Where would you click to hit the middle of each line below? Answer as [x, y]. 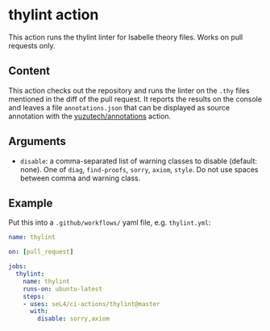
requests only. [32, 45]
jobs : [17, 267]
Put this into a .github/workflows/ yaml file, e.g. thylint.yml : [110, 222]
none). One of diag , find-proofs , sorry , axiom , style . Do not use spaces [139, 169]
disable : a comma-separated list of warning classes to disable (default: [139, 161]
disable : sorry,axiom [74, 319]
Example [31, 203]
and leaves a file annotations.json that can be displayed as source [119, 107]
